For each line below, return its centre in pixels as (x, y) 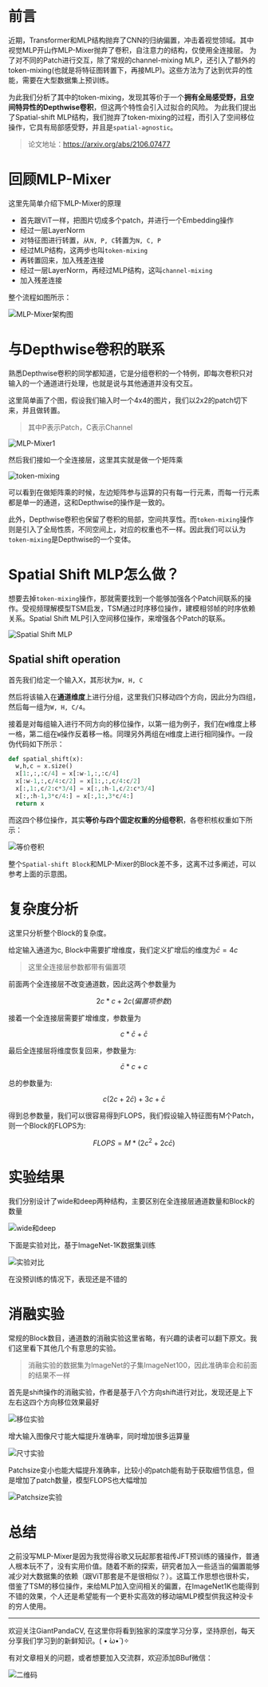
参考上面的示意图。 (40, 874)
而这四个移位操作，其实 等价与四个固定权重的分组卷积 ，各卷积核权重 (120, 819)
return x (30, 803)
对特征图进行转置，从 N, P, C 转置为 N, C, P (91, 240)
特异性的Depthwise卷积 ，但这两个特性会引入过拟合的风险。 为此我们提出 (136, 107)
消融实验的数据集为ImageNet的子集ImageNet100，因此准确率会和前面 (142, 1365)
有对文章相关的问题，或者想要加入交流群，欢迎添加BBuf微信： (110, 1658)
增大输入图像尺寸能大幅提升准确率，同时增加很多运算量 (99, 1437)
